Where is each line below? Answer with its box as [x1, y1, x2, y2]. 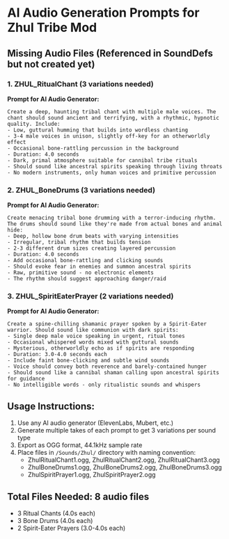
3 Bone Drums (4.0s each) [17, 517, 93, 525]
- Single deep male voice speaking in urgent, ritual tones [7, 332, 186, 340]
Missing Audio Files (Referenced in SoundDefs [7, 47, 214, 59]
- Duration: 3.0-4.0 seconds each [7, 351, 108, 358]
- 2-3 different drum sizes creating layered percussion [7, 245, 176, 252]
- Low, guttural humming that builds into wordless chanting [7, 127, 189, 134]
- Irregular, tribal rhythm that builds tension [7, 239, 151, 246]
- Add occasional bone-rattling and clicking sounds [7, 257, 164, 264]
